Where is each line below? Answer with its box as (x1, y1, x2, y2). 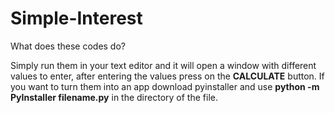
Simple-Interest (10, 7, 143, 30)
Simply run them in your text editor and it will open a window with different (10, 59, 317, 71)
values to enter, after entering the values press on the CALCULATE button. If (10, 70, 325, 82)
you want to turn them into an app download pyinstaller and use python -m (10, 80, 320, 92)
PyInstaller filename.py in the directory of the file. (10, 91, 218, 103)
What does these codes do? (10, 40, 126, 52)
